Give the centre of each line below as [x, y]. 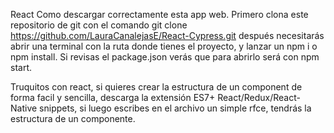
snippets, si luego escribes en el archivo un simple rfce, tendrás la [175, 108]
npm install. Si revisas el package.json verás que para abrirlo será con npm [165, 57]
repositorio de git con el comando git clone [99, 25]
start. [21, 67]
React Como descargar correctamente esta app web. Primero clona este [159, 14]
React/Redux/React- [259, 97]
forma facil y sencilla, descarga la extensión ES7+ [113, 97]
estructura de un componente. [73, 118]
